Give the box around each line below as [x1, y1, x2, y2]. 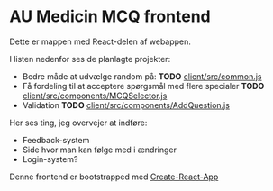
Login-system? [22, 153, 78, 164]
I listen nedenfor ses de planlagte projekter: [9, 53, 171, 64]
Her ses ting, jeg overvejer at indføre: [9, 117, 148, 128]
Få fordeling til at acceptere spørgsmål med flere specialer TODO [22, 80, 265, 91]
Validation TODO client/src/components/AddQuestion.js [22, 99, 230, 110]
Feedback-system [22, 134, 90, 145]
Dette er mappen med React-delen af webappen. [9, 36, 192, 47]
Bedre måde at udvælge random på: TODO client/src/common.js [22, 70, 263, 82]
